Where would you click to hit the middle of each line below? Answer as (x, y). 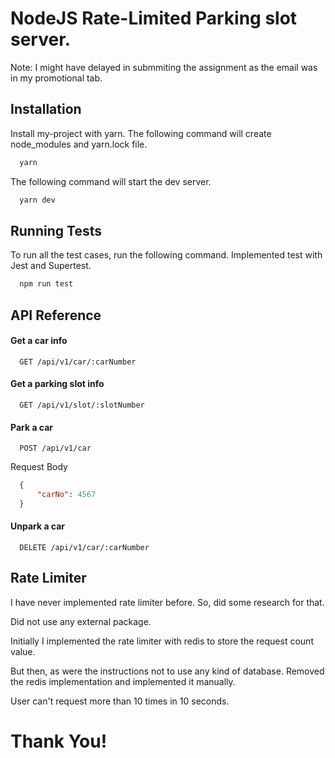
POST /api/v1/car (55, 448)
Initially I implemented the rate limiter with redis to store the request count (162, 641)
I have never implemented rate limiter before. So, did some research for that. (167, 602)
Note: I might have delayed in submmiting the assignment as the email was (164, 67)
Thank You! (59, 741)
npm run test (46, 284)
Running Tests (56, 230)
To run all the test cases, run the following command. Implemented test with (166, 255)
